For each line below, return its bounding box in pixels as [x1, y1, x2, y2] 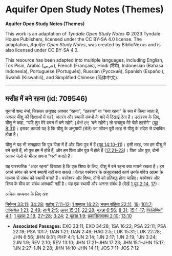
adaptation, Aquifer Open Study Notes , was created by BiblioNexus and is [5, 41, 161, 47]
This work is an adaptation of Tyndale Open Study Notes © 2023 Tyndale [5, 30, 161, 36]
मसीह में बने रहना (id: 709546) [5, 94, 88, 103]
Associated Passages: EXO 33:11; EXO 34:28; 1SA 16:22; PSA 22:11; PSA [12, 223, 166, 229]
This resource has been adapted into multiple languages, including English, [5, 57, 164, 63]
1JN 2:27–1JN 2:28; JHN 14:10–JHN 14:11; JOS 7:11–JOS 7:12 [12, 245, 139, 251]
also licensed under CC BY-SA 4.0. [5, 47, 79, 53]
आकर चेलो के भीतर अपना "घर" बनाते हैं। [5, 153, 73, 159]
